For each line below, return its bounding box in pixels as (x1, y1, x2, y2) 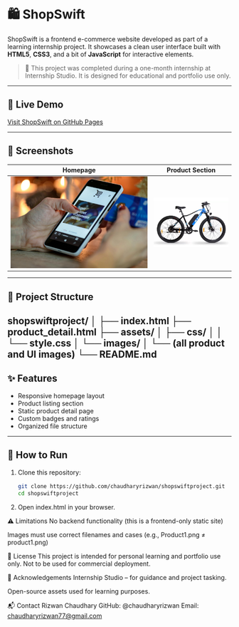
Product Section (166, 166, 216, 175)
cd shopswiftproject (17, 490, 79, 497)
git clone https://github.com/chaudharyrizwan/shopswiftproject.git (17, 482, 225, 489)
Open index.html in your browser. (17, 503, 115, 512)
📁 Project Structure (7, 291, 94, 303)
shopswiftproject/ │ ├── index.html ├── (7, 315, 192, 327)
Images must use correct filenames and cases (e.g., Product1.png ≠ (7, 531, 206, 539)
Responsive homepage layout (17, 391, 105, 400)
